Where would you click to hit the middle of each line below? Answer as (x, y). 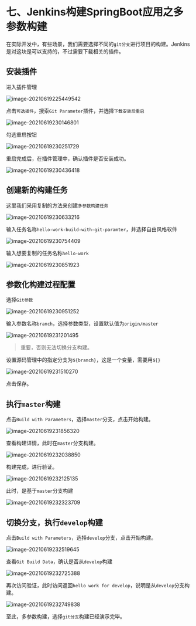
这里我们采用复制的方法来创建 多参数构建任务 (57, 205)
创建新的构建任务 (37, 190)
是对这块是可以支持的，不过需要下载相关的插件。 (65, 51)
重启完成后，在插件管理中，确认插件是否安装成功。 (68, 158)
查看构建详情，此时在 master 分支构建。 (52, 443)
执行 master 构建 (33, 404)
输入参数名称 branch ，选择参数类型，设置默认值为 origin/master (82, 324)
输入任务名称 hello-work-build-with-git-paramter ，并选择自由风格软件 (92, 229)
